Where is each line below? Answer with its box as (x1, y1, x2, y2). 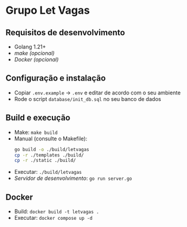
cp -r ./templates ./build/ (14, 152, 84, 158)
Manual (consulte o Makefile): (14, 135, 88, 142)
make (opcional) (14, 50, 55, 57)
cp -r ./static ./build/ (14, 158, 76, 164)
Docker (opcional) (14, 56, 59, 63)
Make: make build (14, 128, 58, 136)
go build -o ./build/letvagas (14, 146, 90, 152)
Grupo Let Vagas (5, 4, 90, 17)
